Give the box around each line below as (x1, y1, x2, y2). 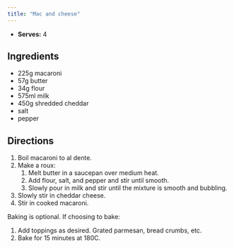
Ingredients (7, 50, 59, 62)
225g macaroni (17, 69, 62, 78)
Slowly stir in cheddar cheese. (17, 191, 106, 200)
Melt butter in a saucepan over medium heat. (28, 169, 159, 177)
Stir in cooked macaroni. (17, 199, 89, 208)
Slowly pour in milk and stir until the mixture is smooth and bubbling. (28, 184, 228, 192)
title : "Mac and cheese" (7, 10, 81, 18)
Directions (7, 135, 54, 147)
